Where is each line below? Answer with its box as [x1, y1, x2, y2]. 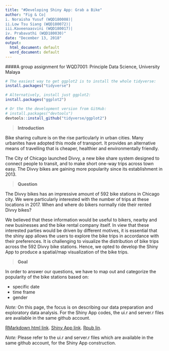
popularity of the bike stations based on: [5, 274, 89, 280]
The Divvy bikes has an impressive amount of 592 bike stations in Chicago [5, 190, 160, 197]
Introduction [17, 125, 44, 131]
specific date [12, 283, 40, 289]
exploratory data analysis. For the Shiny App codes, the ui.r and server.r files [5, 309, 164, 316]
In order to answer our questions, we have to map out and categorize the [5, 268, 156, 274]
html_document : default [10, 45, 59, 50]
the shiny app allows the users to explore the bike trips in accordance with [5, 233, 159, 239]
